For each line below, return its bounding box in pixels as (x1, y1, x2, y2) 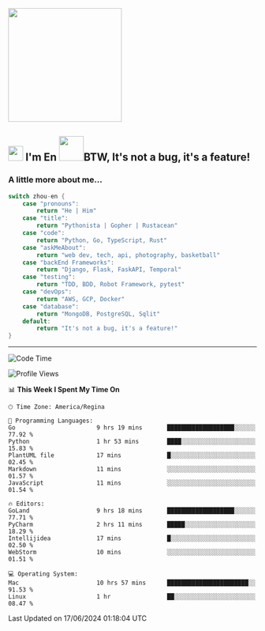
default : (22, 317, 51, 325)
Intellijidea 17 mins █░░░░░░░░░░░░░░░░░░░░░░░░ (8, 535, 256, 542)
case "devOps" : (22, 288, 73, 296)
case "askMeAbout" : (22, 244, 87, 251)
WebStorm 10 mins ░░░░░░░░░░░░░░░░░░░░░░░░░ (8, 549, 256, 557)
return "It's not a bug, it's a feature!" (36, 324, 178, 333)
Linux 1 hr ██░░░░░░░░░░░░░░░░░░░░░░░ (8, 593, 256, 601)
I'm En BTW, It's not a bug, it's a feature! (24, 150, 251, 164)
